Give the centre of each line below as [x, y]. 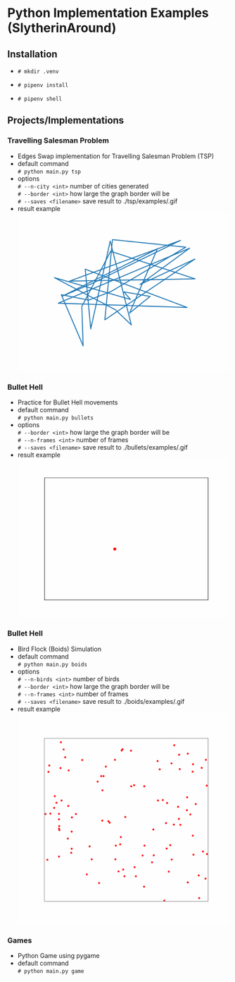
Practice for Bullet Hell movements [68, 402]
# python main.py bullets [55, 418]
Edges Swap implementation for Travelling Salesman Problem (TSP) [116, 156]
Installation [32, 54]
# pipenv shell [40, 99]
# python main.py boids [52, 664]
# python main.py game [51, 971]
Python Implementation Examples [108, 13]
